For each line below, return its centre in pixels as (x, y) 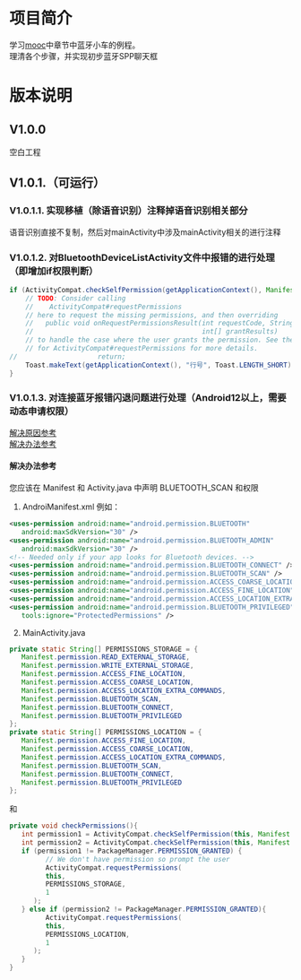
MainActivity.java (54, 632)
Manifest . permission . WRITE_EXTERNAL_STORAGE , (107, 666)
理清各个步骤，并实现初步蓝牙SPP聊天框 (84, 56)
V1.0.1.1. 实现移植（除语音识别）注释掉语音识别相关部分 (129, 211)
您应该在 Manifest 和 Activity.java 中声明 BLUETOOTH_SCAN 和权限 (134, 488)
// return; (68, 356)
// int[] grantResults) (152, 332)
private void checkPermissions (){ (74, 826)
